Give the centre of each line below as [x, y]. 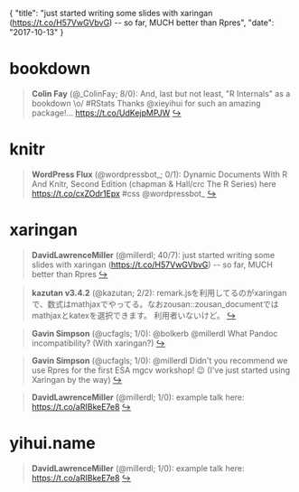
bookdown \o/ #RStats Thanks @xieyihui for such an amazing [146, 103]
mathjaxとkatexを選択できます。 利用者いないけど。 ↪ [134, 315]
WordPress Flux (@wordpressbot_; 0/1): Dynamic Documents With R [159, 174]
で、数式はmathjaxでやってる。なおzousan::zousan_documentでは [155, 304]
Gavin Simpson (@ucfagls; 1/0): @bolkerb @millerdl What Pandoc [154, 333]
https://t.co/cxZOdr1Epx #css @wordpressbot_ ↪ [124, 193]
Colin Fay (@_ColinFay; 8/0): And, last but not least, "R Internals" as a [161, 93]
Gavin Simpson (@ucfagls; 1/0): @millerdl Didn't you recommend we [159, 360]
